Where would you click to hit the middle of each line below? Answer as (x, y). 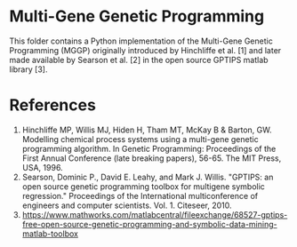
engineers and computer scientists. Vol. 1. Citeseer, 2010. (127, 205)
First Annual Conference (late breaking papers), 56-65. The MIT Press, (152, 158)
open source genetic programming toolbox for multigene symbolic (143, 186)
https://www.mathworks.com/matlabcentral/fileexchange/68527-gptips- (155, 214)
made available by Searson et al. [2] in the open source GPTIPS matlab (139, 60)
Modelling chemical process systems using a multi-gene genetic (140, 139)
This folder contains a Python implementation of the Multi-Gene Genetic (141, 41)
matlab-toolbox (50, 234)
